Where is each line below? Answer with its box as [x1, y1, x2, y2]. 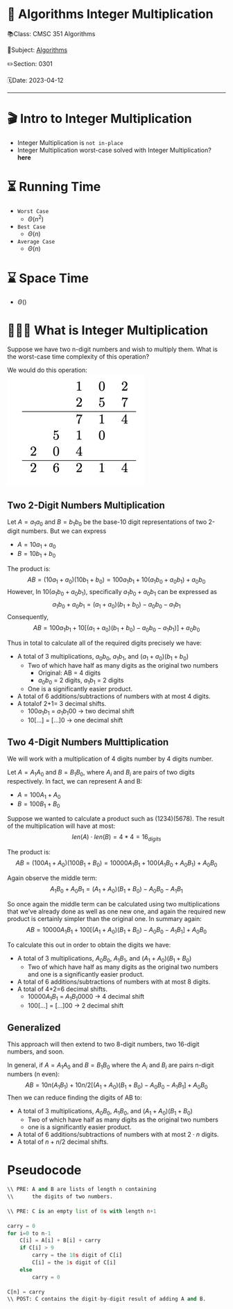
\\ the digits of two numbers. [7, 1193, 113, 1200]
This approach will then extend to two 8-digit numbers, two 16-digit [7, 1040, 200, 1048]
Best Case [17, 223, 46, 231]
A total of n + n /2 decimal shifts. [17, 1138, 109, 1146]
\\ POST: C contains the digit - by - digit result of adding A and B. [7, 1296, 207, 1303]
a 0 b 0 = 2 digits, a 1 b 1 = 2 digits [37, 676, 124, 686]
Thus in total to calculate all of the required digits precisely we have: [7, 639, 202, 647]
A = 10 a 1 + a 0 [17, 540, 57, 550]
